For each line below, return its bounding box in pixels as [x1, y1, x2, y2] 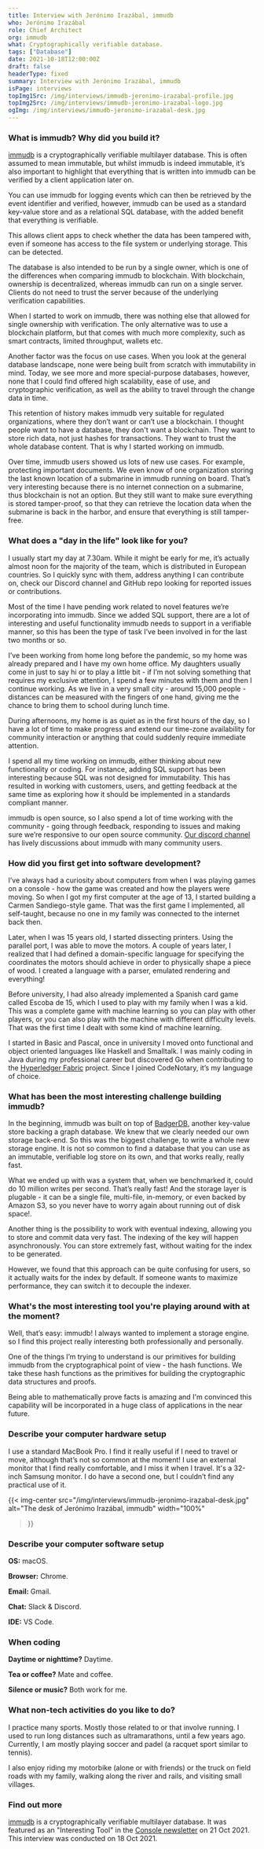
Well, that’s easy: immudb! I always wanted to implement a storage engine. [8, 1329, 250, 1338]
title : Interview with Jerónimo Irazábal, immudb [8, 11, 174, 20]
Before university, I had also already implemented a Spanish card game [8, 989, 239, 999]
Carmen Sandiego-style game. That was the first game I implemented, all [8, 901, 245, 910]
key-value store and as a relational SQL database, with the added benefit [8, 207, 244, 217]
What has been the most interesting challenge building [8, 1091, 222, 1102]
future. [8, 1409, 30, 1418]
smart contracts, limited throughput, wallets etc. [8, 336, 163, 346]
